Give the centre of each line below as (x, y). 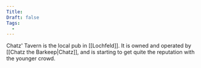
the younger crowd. (31, 58)
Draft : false (23, 17)
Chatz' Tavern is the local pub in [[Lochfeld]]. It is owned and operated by (99, 46)
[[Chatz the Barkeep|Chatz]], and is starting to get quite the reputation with (100, 52)
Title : (15, 12)
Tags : (13, 23)
